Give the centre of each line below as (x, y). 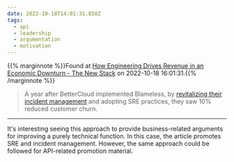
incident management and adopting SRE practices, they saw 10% (118, 101)
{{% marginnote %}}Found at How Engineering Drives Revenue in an (106, 66)
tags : (15, 20)
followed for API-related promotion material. (70, 151)
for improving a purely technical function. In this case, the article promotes (114, 136)
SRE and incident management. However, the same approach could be (109, 144)
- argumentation (37, 40)
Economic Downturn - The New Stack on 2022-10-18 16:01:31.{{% (102, 73)
